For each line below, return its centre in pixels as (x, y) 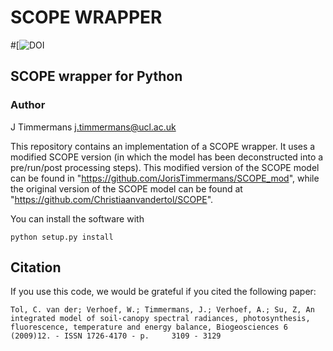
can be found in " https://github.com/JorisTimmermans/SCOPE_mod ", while (165, 178)
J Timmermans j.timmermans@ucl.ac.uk (93, 127)
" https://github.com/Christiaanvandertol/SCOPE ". (112, 199)
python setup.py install (62, 237)
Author (28, 105)
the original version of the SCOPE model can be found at (126, 188)
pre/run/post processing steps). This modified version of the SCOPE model (165, 167)
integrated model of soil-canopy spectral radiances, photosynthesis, (160, 319)
